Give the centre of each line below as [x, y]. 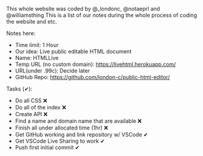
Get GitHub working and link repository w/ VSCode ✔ [82, 135]
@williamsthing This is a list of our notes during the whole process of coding [101, 15]
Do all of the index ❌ [41, 107]
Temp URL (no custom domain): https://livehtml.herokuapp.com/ [95, 64]
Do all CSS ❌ [31, 100]
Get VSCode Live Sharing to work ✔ [60, 141]
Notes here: [21, 33]
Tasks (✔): [19, 89]
